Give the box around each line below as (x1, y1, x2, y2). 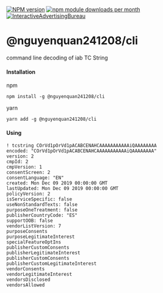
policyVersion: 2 (6, 191, 51, 197)
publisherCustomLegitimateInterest (6, 261, 97, 267)
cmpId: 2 (6, 159, 29, 165)
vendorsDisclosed (6, 276, 51, 283)
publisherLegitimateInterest (6, 250, 81, 256)
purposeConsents (6, 229, 48, 235)
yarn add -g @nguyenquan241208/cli (6, 116, 97, 123)
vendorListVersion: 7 (6, 223, 62, 229)
